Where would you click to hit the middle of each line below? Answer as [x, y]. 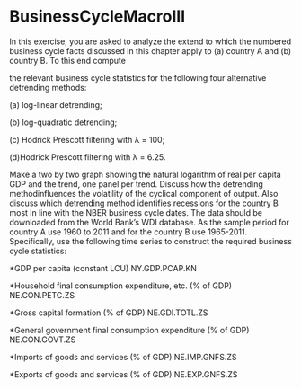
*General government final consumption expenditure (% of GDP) [129, 330]
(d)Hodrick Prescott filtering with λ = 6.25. [88, 157]
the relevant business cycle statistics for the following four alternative [138, 77]
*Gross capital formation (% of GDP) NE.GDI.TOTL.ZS [109, 313]
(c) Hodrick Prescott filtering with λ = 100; [87, 139]
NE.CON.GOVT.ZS [43, 340]
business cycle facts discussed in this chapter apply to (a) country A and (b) [150, 50]
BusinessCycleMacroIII [97, 17]
